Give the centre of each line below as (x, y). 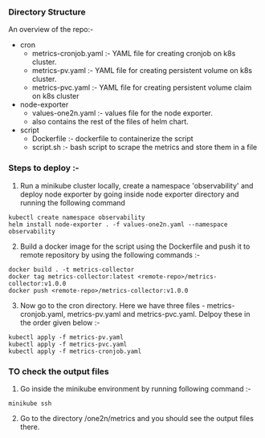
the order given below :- (60, 322)
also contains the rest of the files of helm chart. (110, 122)
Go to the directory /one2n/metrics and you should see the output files (137, 418)
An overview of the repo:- (51, 30)
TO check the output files (59, 371)
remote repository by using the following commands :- (110, 254)
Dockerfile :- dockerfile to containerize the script (113, 139)
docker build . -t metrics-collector (71, 270)
